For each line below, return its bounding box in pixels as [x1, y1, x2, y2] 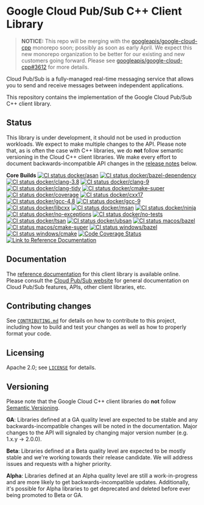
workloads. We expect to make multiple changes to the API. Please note [6, 140, 187, 148]
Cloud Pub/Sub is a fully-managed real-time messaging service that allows [6, 75, 194, 82]
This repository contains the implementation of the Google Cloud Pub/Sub [6, 93, 192, 101]
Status [6, 118, 32, 128]
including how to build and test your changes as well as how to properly [6, 323, 187, 331]
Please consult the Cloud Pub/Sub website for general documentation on [6, 276, 189, 284]
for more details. [47, 63, 90, 71]
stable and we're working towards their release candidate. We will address [6, 454, 193, 461]
